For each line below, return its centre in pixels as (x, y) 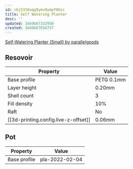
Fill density (20, 103)
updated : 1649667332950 (30, 23)
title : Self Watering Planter (36, 14)
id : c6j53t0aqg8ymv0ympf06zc (35, 10)
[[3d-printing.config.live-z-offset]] (49, 120)
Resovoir (19, 57)
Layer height (22, 88)
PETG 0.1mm (111, 79)
